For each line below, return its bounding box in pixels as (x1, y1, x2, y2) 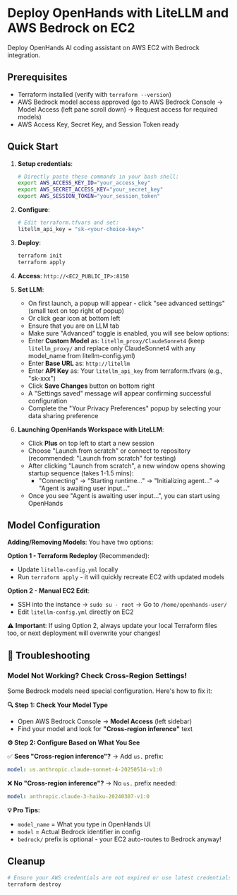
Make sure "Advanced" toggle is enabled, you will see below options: (28, 328, 229, 337)
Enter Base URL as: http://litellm (28, 359, 130, 367)
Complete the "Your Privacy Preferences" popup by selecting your (28, 404, 221, 413)
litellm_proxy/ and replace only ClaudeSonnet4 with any (28, 344, 196, 352)
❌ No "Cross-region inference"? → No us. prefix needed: (7, 778, 178, 787)
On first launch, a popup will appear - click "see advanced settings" (28, 299, 226, 307)
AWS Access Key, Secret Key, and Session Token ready (17, 120, 180, 129)
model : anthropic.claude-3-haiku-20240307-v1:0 (7, 793, 150, 800)
